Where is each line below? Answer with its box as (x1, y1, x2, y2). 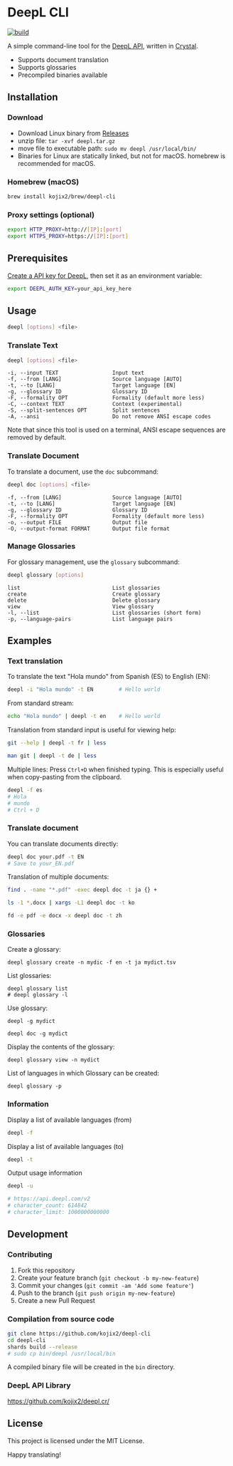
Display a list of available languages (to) (7, 1142, 124, 1150)
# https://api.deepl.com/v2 (7, 1195, 91, 1202)
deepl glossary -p (7, 1083, 62, 1090)
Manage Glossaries (7, 541, 76, 551)
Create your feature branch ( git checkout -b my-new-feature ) (17, 1273, 200, 1282)
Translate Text (7, 340, 58, 350)
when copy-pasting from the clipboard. (7, 772, 122, 781)
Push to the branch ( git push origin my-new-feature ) (17, 1289, 175, 1297)
